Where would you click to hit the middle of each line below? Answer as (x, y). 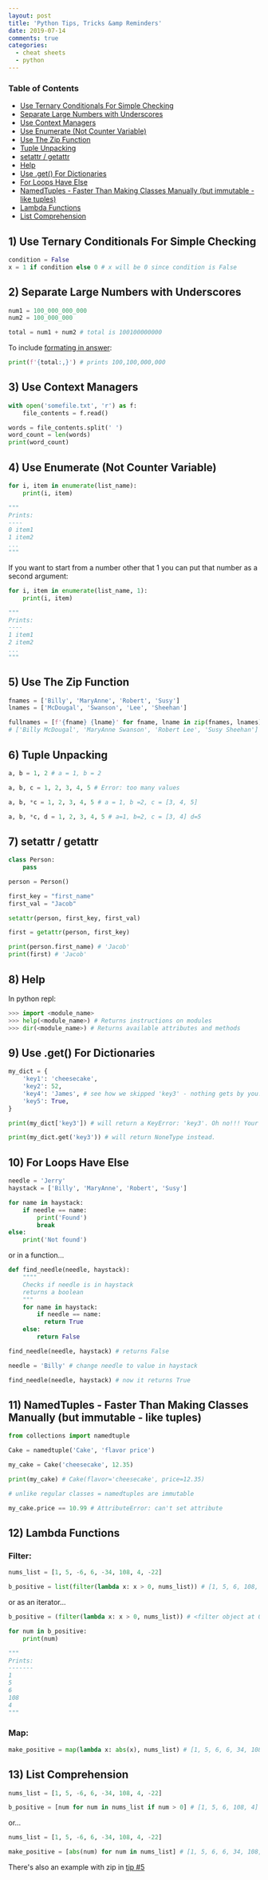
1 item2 (21, 538)
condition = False (39, 260)
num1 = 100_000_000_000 (48, 310)
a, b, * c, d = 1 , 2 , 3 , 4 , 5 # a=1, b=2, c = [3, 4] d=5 (105, 817)
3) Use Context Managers (73, 388)
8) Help (27, 980)
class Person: (32, 860)
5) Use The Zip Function (69, 682)
